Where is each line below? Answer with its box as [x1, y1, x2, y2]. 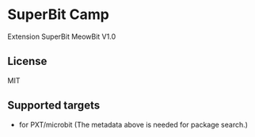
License [7, 55, 48, 68]
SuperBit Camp [7, 6, 110, 24]
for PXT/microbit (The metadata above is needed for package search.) [18, 120, 249, 129]
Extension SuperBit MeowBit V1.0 [7, 32, 116, 41]
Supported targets [7, 99, 101, 112]
